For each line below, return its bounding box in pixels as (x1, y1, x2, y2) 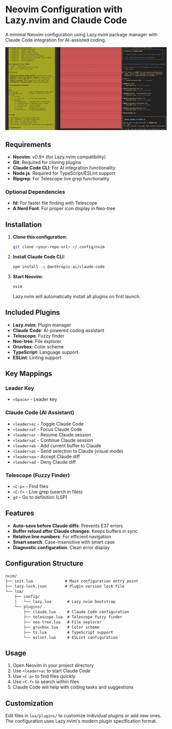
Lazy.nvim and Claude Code (5, 14, 127, 26)
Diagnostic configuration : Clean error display (12, 544, 110, 550)
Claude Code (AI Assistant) (5, 409, 74, 416)
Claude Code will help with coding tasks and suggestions (12, 684, 134, 690)
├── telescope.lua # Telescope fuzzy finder (24, 614, 123, 619)
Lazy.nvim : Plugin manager (12, 322, 71, 328)
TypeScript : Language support (12, 349, 78, 355)
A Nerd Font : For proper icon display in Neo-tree (12, 205, 116, 212)
